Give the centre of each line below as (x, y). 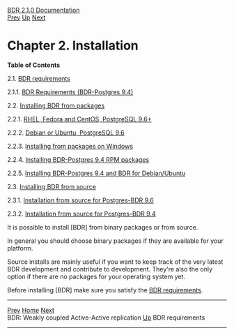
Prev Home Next (31, 310)
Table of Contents (34, 65)
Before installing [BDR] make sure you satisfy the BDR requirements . (105, 290)
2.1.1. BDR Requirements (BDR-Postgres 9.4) (70, 92)
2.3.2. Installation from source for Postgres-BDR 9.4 (81, 214)
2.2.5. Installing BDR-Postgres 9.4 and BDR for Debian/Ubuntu (96, 173)
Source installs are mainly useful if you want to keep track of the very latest (115, 262)
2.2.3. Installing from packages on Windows (70, 146)
